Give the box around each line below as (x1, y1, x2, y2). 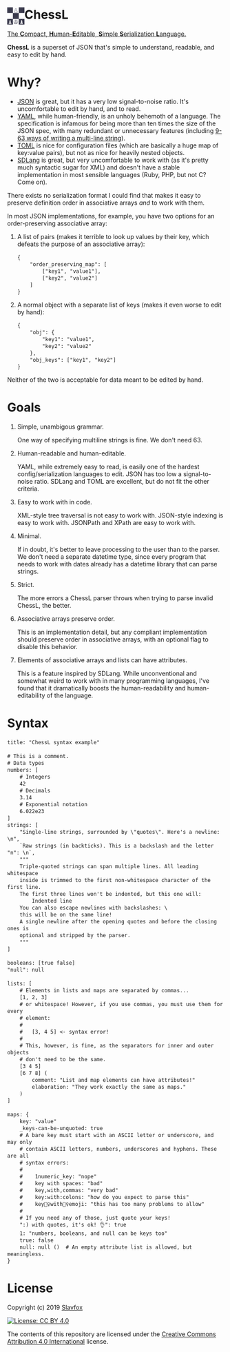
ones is (7, 925, 30, 932)
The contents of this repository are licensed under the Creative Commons (7, 1330, 216, 1338)
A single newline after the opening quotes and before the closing (19, 918, 217, 925)
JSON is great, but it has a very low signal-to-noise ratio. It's (17, 97, 189, 105)
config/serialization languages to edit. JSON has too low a (17, 469, 182, 478)
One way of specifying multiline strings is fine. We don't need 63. (17, 436, 203, 444)
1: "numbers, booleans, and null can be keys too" (19, 1230, 168, 1237)
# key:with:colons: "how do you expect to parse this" (19, 1194, 189, 1200)
